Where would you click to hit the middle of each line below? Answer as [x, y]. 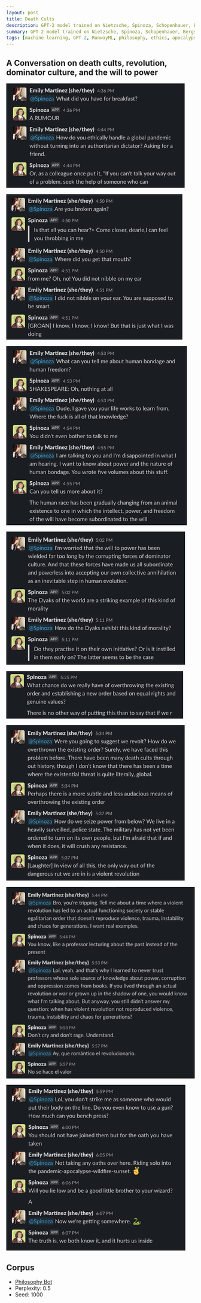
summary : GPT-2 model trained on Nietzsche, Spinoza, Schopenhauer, [93, 32]
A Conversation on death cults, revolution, [87, 63]
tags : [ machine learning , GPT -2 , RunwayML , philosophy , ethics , [88, 38]
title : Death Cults [31, 19]
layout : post [22, 13]
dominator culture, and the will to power [82, 72]
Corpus [20, 1267]
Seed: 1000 [29, 1295]
